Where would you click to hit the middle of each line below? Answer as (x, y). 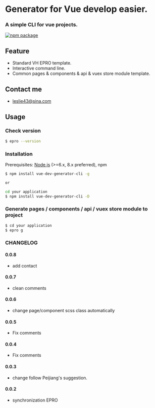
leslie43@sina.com (32, 101)
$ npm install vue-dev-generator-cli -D (48, 196)
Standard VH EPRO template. (42, 63)
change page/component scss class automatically (63, 311)
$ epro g (14, 230)
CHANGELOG (22, 243)
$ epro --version (23, 141)
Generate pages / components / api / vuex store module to (77, 209)
